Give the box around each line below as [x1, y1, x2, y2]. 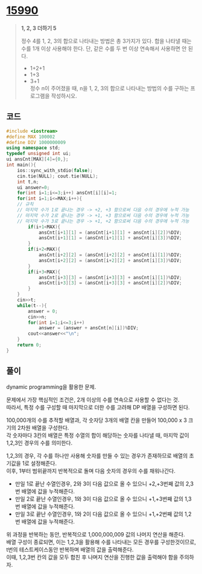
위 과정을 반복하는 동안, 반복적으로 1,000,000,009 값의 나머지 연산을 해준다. [6, 530, 185, 538]
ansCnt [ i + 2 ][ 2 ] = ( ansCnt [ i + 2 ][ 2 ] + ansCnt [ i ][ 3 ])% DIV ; [38, 257, 182, 263]
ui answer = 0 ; [17, 184, 50, 191]
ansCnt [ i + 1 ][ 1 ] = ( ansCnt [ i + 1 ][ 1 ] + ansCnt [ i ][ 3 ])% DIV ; [38, 235, 182, 241]
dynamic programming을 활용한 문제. [6, 383, 96, 391]
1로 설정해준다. [22, 460, 57, 467]
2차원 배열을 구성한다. [17, 424, 69, 431]
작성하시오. [51, 92, 77, 99]
